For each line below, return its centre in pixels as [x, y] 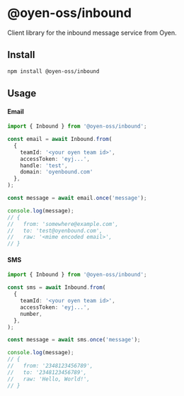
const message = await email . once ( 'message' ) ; [77, 198]
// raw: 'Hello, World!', [49, 379]
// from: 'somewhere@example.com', [63, 224]
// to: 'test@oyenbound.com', [55, 231]
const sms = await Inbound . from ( [57, 288]
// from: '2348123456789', [50, 366]
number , [31, 314]
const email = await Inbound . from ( [60, 140]
